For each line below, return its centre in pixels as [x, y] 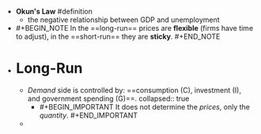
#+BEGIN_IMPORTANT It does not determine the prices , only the [145, 106]
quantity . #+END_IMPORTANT [89, 115]
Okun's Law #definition [54, 11]
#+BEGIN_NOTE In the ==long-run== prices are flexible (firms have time [134, 28]
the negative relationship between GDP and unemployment [123, 20]
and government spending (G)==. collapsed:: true [108, 99]
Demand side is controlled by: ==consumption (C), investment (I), [134, 90]
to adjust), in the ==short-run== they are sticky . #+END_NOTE [118, 36]
